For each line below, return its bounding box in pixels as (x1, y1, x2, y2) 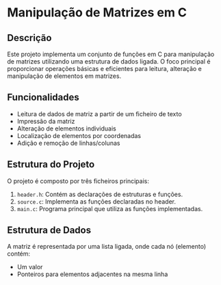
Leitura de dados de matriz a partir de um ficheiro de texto (16, 109, 183, 118)
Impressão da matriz (16, 117, 75, 125)
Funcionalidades (7, 92, 80, 103)
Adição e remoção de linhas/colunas (16, 139, 120, 147)
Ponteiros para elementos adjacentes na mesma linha (16, 270, 168, 278)
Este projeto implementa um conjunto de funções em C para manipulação (7, 50, 215, 58)
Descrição (7, 32, 52, 44)
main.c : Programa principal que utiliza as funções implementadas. (16, 204, 203, 213)
